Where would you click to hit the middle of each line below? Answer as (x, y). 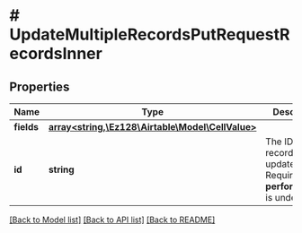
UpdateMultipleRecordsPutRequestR (150, 35)
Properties (40, 86)
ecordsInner (56, 54)
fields (26, 127)
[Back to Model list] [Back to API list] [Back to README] (112, 220)
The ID (279, 142)
